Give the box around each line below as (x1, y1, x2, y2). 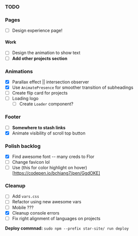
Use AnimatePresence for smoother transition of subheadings (12, 84, 134, 90)
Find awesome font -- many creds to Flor (12, 154, 95, 159)
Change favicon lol (12, 159, 50, 165)
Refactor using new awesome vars (12, 199, 82, 205)
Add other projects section (12, 55, 68, 61)
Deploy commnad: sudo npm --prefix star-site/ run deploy (5, 225, 129, 231)
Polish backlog (5, 142, 41, 149)
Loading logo (12, 96, 39, 101)
